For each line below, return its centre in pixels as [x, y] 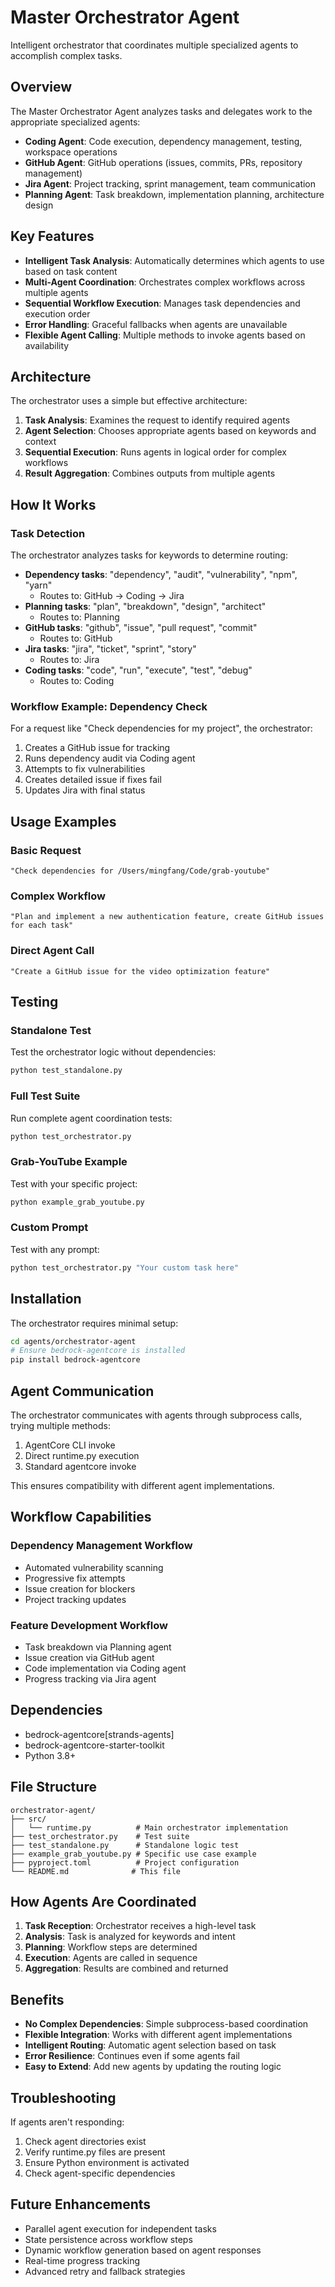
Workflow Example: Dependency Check [109, 706]
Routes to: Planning [79, 617]
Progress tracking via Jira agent [90, 1678]
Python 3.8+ [50, 1755]
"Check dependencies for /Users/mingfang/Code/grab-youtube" [140, 871]
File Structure [53, 1787]
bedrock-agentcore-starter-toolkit [94, 1745]
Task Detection [48, 533]
